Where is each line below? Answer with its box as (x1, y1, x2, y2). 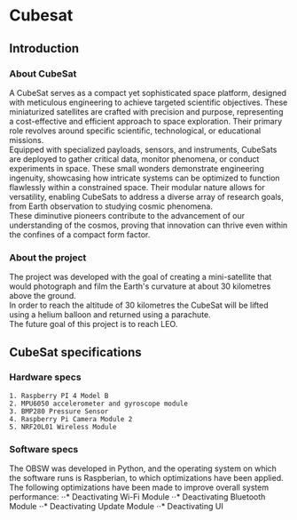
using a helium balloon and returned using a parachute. (9, 309, 211, 320)
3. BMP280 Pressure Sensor (9, 406, 109, 416)
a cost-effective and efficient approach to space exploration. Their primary (9, 116, 283, 126)
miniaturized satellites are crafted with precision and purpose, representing (9, 106, 284, 116)
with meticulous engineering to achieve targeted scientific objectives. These (9, 97, 288, 108)
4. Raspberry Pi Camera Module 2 (9, 414, 133, 423)
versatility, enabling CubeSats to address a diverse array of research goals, (9, 191, 284, 202)
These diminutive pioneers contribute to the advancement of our (9, 210, 246, 220)
